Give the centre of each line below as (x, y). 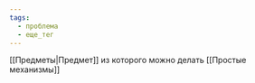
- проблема (38, 26)
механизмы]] (35, 69)
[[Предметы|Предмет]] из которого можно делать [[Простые (128, 60)
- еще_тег (36, 34)
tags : (19, 18)
